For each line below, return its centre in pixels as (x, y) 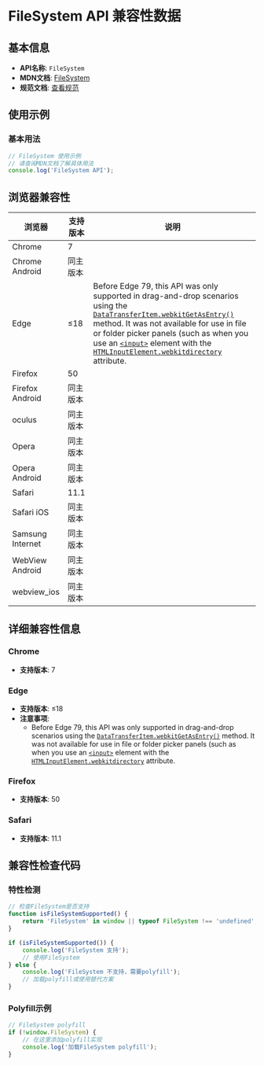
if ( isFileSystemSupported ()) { (61, 942)
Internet (27, 544)
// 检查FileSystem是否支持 (49, 907)
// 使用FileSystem (51, 957)
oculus (24, 420)
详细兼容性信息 (44, 629)
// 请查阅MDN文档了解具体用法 (51, 163)
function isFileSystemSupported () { (68, 914)
